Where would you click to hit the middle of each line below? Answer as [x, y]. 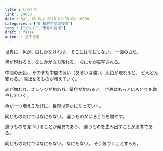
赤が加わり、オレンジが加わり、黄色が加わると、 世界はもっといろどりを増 [81, 89]
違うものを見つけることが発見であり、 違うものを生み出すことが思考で [77, 126]
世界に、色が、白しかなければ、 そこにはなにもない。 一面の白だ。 [73, 52]
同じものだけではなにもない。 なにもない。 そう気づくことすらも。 [73, 143]
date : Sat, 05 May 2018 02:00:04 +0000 [47, 19]
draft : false [20, 32]
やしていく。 [18, 95]
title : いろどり [21, 10]
